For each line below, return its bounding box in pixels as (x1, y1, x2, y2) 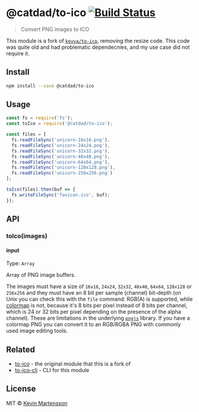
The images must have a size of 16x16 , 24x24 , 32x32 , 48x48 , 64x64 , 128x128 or (6, 283, 192, 290)
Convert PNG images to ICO (20, 26, 90, 33)
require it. (6, 49, 30, 57)
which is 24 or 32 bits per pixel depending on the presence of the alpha (6, 308, 181, 316)
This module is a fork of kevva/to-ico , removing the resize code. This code (6, 37, 190, 44)
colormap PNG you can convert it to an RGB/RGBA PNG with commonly (6, 321, 181, 328)
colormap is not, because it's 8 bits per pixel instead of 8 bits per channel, (6, 302, 188, 309)
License (6, 384, 36, 394)
